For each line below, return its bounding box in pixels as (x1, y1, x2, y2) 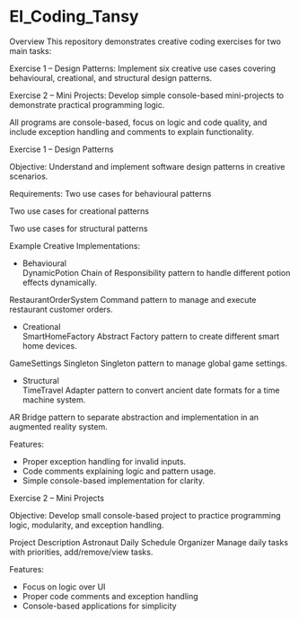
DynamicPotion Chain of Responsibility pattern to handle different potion (22, 267, 291, 278)
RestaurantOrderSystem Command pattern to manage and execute (9, 294, 257, 305)
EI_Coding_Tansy (9, 6, 139, 27)
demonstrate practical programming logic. (9, 99, 165, 110)
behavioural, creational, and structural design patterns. (9, 72, 213, 83)
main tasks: (9, 45, 52, 56)
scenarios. (9, 171, 48, 182)
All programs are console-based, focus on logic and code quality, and (9, 117, 268, 128)
